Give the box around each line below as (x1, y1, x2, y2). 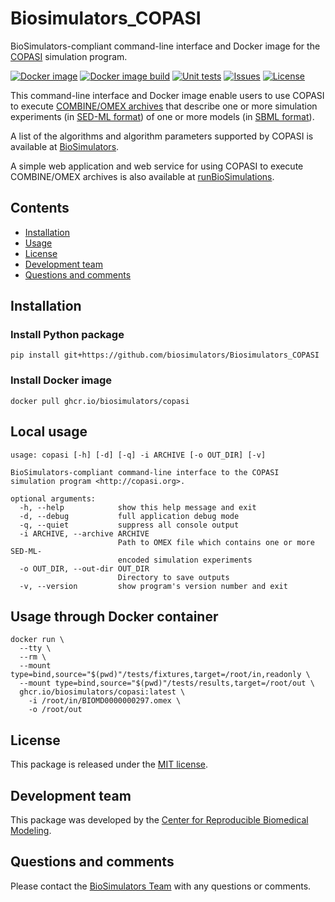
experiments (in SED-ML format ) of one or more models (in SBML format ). (10, 110, 315, 122)
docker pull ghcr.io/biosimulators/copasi (10, 396, 190, 406)
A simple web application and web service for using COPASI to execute (10, 160, 304, 172)
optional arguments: (10, 493, 97, 504)
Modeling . (10, 824, 52, 836)
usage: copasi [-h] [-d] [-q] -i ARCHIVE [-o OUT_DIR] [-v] (10, 450, 267, 460)
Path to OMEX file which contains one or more (117, 537, 315, 547)
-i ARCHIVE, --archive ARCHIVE (19, 528, 150, 539)
